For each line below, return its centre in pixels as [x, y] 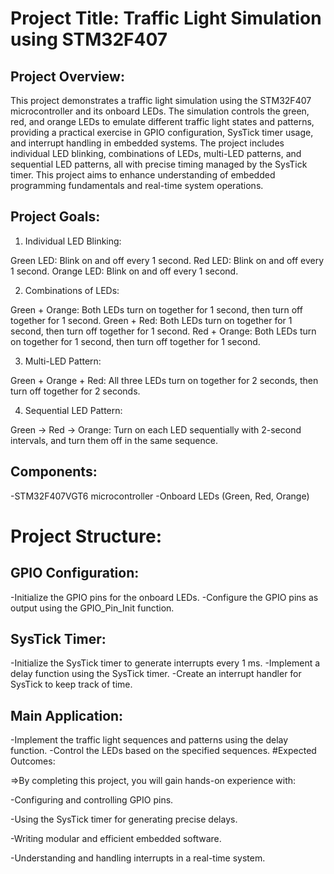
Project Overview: [67, 76]
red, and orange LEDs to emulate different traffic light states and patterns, [162, 121]
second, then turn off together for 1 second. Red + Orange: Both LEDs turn [163, 331]
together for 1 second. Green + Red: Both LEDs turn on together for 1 [151, 320]
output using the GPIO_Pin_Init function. [92, 608]
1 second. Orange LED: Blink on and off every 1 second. [124, 271]
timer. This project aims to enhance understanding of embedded [143, 175]
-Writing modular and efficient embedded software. [116, 839]
